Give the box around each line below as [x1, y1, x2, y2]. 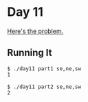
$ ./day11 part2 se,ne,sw [7, 83, 81, 90]
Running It [7, 47, 52, 59]
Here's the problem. [7, 27, 64, 35]
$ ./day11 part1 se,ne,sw [7, 65, 81, 72]
